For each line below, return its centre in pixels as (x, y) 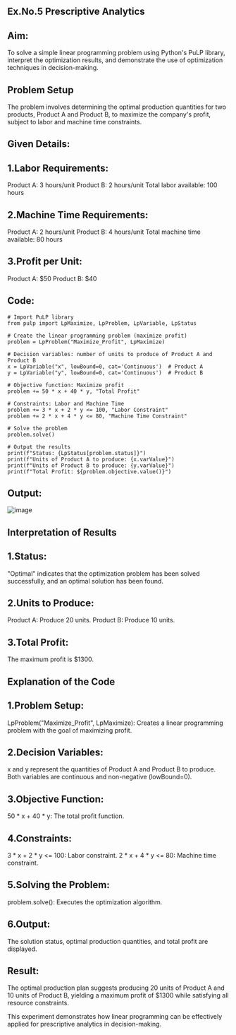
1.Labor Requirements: (58, 168)
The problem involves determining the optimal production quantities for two (117, 107)
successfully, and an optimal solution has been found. (86, 581)
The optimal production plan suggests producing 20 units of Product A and (116, 988)
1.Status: (27, 556)
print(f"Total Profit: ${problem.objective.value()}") (89, 472)
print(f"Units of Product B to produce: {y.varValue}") (91, 466)
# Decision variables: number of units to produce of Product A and (110, 354)
